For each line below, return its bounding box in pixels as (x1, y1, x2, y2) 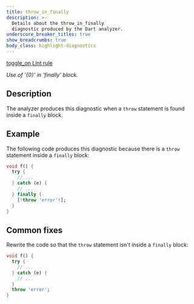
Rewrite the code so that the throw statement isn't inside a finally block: (6, 241, 189, 249)
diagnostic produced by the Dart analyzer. (12, 25, 123, 32)
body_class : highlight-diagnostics (6, 43, 96, 49)
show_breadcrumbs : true (6, 37, 67, 43)
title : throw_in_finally (6, 8, 69, 15)
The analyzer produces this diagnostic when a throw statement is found (6, 104, 185, 112)
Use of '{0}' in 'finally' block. (6, 71, 78, 78)
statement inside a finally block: (6, 151, 90, 158)
